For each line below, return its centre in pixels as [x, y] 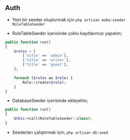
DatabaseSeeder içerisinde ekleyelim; [50, 101]
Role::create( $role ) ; [45, 82]
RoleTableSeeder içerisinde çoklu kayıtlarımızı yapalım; [67, 33]
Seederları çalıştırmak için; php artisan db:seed [60, 132]
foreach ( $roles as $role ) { [43, 78]
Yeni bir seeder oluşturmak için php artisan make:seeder [69, 19]
